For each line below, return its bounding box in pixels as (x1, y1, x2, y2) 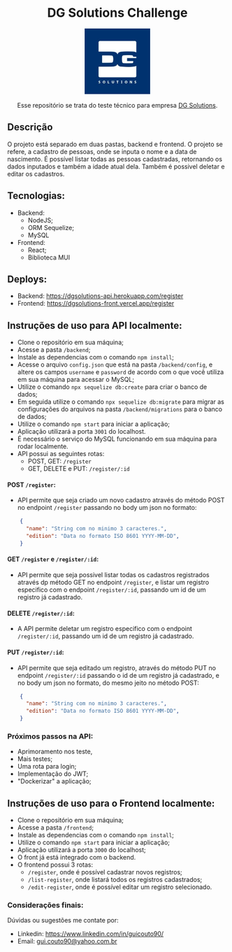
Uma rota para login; (17, 762, 77, 771)
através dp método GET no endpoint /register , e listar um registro (17, 578, 210, 587)
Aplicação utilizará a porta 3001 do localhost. (17, 427, 146, 436)
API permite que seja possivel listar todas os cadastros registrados (17, 571, 210, 579)
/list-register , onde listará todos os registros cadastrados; (27, 876, 203, 884)
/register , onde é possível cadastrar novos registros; (27, 868, 183, 876)
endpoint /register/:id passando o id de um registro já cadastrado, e (17, 671, 220, 679)
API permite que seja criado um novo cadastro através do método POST (17, 496, 225, 504)
